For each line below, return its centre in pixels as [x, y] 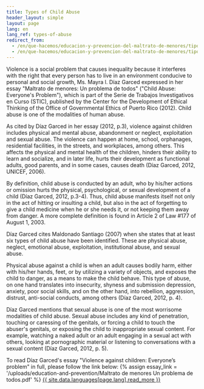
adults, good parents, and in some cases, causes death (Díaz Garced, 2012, [101, 165]
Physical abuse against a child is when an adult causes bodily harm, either [99, 265]
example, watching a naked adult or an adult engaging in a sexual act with [99, 335]
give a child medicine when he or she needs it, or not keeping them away [98, 209]
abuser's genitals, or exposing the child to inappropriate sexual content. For [101, 329]
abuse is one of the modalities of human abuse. [66, 114]
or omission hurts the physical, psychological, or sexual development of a [98, 190]
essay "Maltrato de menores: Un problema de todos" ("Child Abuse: [91, 88]
